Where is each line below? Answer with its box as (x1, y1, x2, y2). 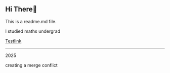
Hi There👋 (5, 5, 37, 14)
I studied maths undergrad (5, 28, 61, 34)
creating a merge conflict (5, 62, 58, 68)
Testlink (5, 38, 22, 44)
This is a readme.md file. (5, 18, 57, 24)
